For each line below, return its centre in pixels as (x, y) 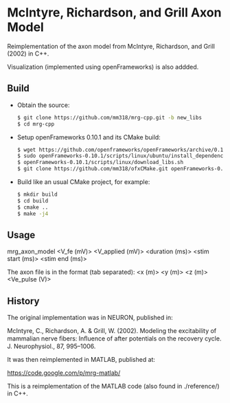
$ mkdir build (37, 194)
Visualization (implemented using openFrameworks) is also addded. (103, 67)
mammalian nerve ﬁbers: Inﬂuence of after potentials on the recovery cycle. (114, 338)
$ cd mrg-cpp (36, 124)
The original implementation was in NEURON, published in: (90, 318)
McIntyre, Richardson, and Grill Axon (114, 13)
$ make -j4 (33, 214)
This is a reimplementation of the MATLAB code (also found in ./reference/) (113, 387)
